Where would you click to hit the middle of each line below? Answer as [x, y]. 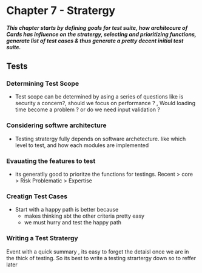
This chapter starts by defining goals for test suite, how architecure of [97, 27]
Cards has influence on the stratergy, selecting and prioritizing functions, [101, 34]
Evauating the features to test [51, 161]
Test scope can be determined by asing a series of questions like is [99, 97]
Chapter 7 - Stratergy [61, 11]
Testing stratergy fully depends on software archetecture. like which [100, 139]
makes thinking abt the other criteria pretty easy [84, 216]
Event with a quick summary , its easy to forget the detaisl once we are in [98, 251]
